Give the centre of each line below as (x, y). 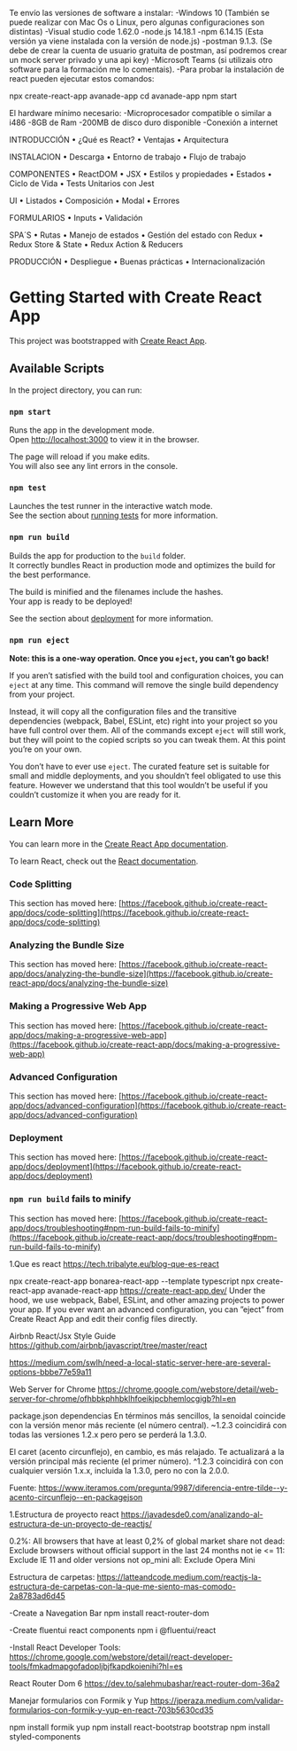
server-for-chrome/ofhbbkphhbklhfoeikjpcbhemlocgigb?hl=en (123, 1398)
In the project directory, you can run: (76, 390)
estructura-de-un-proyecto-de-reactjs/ (80, 1523)
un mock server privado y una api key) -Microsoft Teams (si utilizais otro (141, 60)
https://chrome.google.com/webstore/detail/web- (188, 1389)
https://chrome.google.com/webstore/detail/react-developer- (121, 1656)
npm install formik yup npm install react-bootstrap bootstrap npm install (140, 1727)
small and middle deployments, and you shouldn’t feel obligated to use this (145, 776)
